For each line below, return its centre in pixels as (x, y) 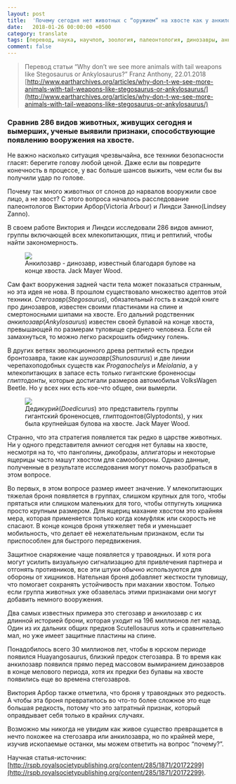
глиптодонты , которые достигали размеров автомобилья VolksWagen (112, 381)
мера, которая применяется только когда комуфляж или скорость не (112, 518)
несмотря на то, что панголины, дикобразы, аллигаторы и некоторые (111, 453)
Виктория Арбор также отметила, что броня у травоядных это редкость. (117, 693)
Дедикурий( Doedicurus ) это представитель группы (102, 409)
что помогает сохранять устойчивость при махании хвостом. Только (111, 584)
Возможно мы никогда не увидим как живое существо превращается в (115, 729)
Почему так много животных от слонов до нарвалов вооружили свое (112, 192)
